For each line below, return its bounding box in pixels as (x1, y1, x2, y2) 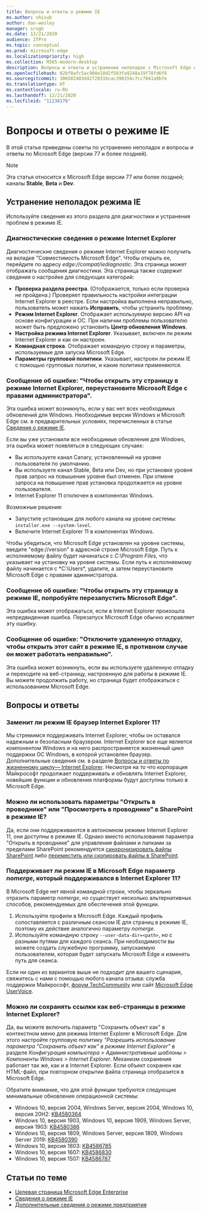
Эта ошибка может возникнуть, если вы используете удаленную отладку (6, 664, 194, 671)
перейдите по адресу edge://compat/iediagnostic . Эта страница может (6, 260, 187, 267)
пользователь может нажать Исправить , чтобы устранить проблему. (14, 304, 193, 311)
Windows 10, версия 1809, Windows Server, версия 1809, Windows (14, 1129, 183, 1137)
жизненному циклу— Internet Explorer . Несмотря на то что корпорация (6, 764, 188, 771)
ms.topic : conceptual (6, 43, 60, 49)
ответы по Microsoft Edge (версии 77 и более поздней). (6, 150, 148, 157)
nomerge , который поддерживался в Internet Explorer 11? (6, 874, 181, 882)
